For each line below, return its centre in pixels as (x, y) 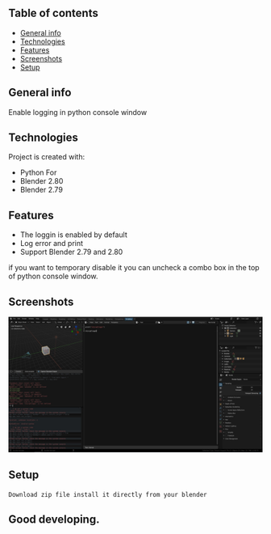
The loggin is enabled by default (73, 235)
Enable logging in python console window (78, 112)
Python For (38, 172)
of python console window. (53, 276)
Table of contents (53, 13)
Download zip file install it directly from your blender (108, 494)
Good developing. (54, 520)
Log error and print (51, 244)
